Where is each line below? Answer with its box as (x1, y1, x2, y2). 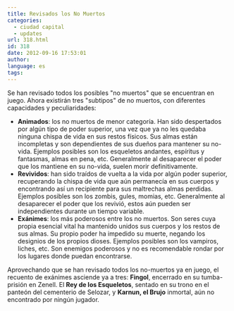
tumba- (201, 272, 223, 281)
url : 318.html (7, 37, 49, 44)
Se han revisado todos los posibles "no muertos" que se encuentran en (7, 89, 215, 97)
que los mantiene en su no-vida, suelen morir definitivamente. (17, 162, 198, 170)
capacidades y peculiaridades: (7, 103, 97, 112)
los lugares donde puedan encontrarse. (17, 251, 133, 260)
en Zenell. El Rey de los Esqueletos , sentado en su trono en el (28, 280, 209, 288)
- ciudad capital (13, 23, 65, 30)
